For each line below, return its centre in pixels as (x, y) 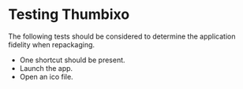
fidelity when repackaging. (52, 44)
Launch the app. (46, 68)
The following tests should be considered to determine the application (122, 36)
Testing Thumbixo (69, 15)
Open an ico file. (46, 76)
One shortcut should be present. (72, 60)
